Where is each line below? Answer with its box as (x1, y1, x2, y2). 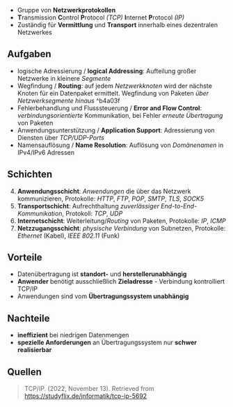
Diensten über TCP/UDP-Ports (17, 133, 104, 141)
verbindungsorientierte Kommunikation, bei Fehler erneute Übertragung (17, 111, 223, 119)
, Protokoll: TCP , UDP (62, 209, 123, 217)
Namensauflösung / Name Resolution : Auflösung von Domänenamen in (17, 141, 224, 149)
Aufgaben (7, 48, 51, 60)
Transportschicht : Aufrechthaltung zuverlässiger (17, 201, 160, 210)
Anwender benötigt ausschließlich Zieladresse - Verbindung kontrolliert (17, 277, 225, 286)
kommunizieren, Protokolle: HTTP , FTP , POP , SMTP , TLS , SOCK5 (17, 194, 204, 203)
